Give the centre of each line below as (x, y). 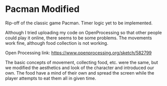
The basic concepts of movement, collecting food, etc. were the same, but (82, 62)
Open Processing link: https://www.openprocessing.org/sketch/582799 (79, 53)
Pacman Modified (42, 9)
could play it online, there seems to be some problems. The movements (79, 38)
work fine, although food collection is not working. (57, 43)
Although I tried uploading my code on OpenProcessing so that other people (83, 32)
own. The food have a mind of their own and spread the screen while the (80, 73)
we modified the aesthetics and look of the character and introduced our (80, 68)
